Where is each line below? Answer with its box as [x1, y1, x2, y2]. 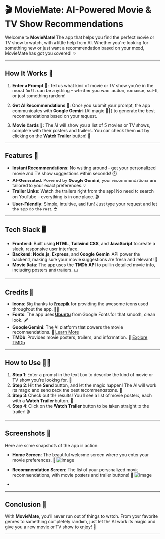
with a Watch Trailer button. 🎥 [12, 398, 74, 404]
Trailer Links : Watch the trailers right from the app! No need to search [12, 188, 154, 194]
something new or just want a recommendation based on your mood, [5, 45, 145, 51]
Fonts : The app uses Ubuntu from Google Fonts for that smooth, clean [12, 311, 156, 318]
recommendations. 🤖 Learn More [12, 329, 79, 335]
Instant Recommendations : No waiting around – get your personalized [12, 165, 156, 171]
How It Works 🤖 [5, 69, 53, 78]
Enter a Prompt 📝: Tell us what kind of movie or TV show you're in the [12, 82, 154, 88]
